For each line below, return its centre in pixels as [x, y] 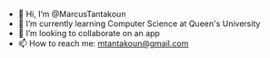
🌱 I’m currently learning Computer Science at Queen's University [139, 24]
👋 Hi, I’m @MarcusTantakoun [72, 14]
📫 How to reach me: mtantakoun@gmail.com [103, 43]
